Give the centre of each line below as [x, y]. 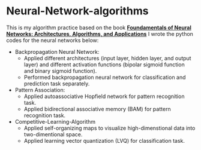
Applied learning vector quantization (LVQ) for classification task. [104, 140]
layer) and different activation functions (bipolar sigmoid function [104, 65]
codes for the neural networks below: [52, 40]
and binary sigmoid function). [60, 71]
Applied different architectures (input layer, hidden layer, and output [107, 58]
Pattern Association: [40, 90]
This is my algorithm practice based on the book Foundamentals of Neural [99, 27]
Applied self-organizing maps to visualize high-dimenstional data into [109, 128]
